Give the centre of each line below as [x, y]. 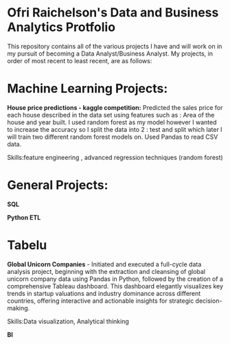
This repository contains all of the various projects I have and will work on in [115, 46]
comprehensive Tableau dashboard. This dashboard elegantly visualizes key [115, 286]
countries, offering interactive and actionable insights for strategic [101, 301]
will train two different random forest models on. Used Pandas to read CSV [113, 137]
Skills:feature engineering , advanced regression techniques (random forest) [115, 157]
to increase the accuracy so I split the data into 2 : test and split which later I [115, 129]
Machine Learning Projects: [88, 89]
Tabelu [27, 245]
